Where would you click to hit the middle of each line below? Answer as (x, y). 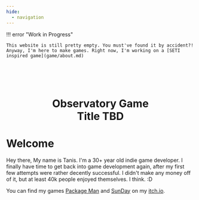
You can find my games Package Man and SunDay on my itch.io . (86, 190)
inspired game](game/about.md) (45, 56)
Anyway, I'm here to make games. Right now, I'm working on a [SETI (93, 50)
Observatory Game (100, 104)
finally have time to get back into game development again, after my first (95, 166)
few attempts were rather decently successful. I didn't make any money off (99, 173)
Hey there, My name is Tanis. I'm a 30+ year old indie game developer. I (95, 160)
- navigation (28, 17)
